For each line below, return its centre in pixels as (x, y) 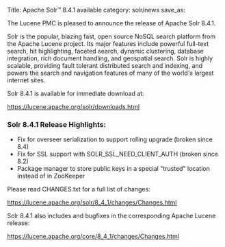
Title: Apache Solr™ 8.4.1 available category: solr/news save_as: (96, 10)
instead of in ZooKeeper (51, 176)
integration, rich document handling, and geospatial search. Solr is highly (110, 58)
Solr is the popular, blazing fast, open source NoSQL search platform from (111, 36)
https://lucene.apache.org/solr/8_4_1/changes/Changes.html (92, 202)
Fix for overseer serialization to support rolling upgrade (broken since (115, 139)
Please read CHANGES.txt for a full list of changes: (79, 189)
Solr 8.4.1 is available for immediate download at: (76, 93)
